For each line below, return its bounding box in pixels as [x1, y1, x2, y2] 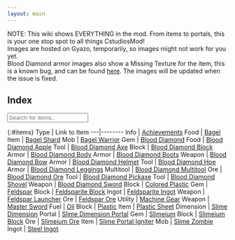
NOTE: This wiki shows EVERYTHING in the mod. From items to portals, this [7, 29, 225, 38]
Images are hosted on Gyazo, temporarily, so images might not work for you [7, 44, 227, 52]
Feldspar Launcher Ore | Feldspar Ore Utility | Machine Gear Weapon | [7, 195, 210, 204]
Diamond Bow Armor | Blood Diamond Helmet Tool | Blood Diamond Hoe [7, 158, 216, 167]
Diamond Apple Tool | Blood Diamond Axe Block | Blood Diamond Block [7, 143, 213, 151]
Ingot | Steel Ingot [7, 225, 59, 233]
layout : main [7, 10, 45, 17]
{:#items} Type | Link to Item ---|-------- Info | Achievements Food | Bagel [7, 128, 221, 136]
